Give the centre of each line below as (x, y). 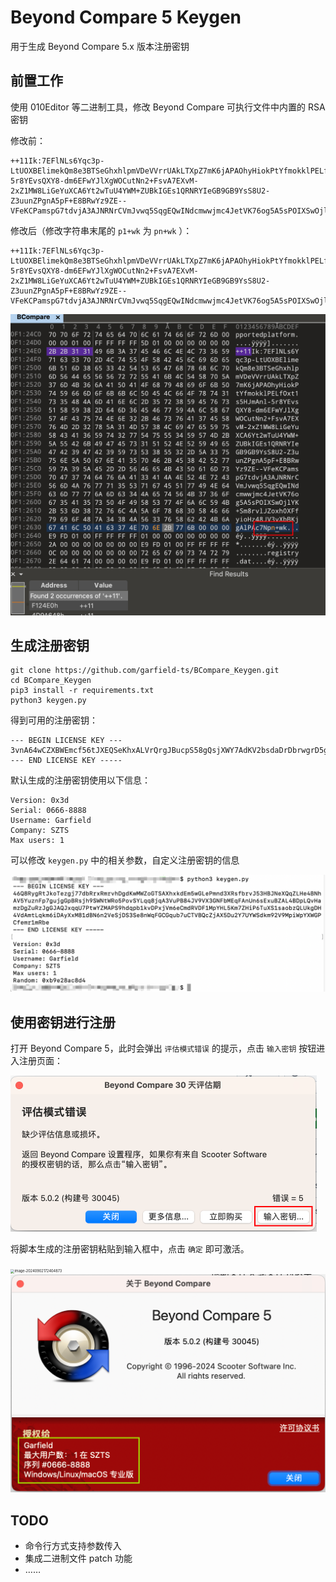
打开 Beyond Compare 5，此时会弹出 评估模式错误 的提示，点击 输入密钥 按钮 (163, 1048)
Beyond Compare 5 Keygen (126, 17)
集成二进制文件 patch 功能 (78, 1558)
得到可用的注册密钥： (54, 720)
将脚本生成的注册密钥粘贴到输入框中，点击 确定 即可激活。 (130, 1249)
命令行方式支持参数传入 (73, 1546)
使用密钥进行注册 (63, 1022)
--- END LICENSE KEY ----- (66, 761)
